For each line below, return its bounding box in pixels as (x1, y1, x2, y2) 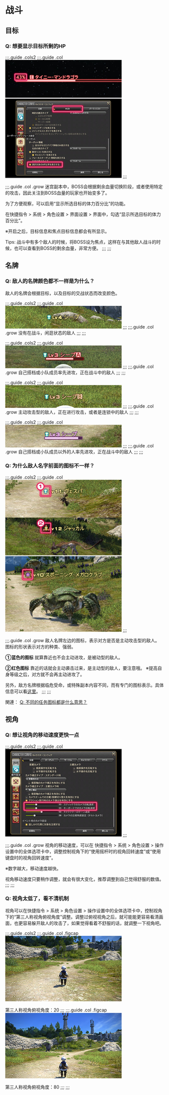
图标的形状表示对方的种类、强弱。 (5, 644, 76, 650)
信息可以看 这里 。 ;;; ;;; (5, 688, 51, 694)
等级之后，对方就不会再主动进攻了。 (9, 671, 84, 677)
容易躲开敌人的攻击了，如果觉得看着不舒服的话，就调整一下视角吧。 (22, 920, 164, 926)
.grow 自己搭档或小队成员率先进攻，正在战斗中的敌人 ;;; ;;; (5, 369, 126, 375)
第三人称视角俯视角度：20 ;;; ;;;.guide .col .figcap (5, 1007, 107, 1013)
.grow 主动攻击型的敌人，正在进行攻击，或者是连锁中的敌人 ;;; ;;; (5, 409, 139, 415)
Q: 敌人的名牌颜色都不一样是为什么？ (5, 278, 95, 285)
